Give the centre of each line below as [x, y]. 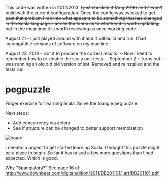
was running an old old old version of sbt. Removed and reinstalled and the [82, 64]
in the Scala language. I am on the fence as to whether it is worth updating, [83, 23]
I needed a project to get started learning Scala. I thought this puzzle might [82, 147]
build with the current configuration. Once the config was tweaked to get [80, 13]
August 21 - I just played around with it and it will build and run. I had [76, 38]
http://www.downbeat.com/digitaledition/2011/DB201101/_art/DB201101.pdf [82, 173]
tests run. [15, 69]
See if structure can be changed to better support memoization [78, 128]
